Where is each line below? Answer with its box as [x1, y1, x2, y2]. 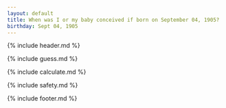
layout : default [7, 10, 54, 17]
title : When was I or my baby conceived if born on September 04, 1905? [7, 16, 220, 23]
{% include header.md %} [7, 42, 80, 50]
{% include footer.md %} [7, 94, 78, 103]
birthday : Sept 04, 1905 [7, 23, 78, 29]
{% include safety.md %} [7, 81, 78, 90]
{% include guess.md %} [7, 55, 78, 63]
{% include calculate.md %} [7, 68, 87, 76]
